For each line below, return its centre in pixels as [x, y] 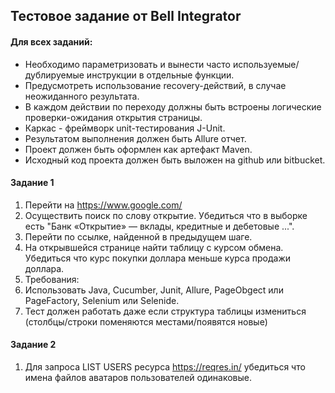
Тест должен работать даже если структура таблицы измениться [165, 311]
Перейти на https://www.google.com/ [103, 205]
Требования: [52, 279]
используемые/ [266, 64]
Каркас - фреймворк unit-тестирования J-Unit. [125, 128]
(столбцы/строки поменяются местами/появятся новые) [146, 321]
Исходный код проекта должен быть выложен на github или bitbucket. [175, 160]
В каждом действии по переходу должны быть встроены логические [173, 106]
